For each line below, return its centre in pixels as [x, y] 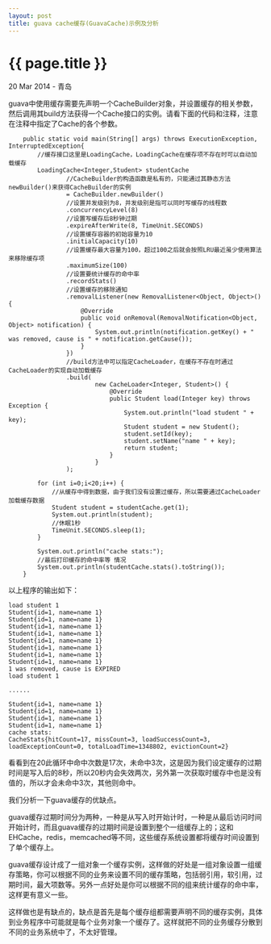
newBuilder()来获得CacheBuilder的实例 [70, 188]
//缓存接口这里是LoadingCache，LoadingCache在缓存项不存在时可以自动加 [148, 155]
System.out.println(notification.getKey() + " [174, 332]
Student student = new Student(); [182, 427]
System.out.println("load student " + [189, 413]
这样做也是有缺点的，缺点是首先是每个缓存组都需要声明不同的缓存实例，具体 [135, 912]
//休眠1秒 [66, 524]
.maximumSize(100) [97, 266]
